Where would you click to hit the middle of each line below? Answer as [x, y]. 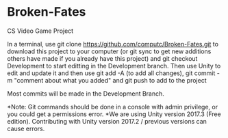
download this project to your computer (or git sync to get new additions [109, 51]
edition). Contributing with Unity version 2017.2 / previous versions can [107, 121]
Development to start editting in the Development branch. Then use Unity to [114, 66]
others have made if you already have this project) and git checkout [102, 58]
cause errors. [26, 128]
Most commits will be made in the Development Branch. [86, 94]
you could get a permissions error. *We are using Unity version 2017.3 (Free [114, 114]
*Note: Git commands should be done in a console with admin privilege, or [112, 107]
